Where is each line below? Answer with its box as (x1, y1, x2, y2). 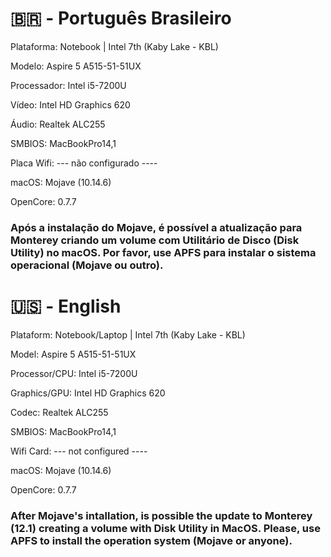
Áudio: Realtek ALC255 (10, 118, 106, 130)
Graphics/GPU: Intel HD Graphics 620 (10, 387, 166, 399)
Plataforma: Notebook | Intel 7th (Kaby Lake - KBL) (10, 40, 219, 52)
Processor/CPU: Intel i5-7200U (10, 367, 138, 379)
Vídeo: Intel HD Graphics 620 (10, 98, 131, 111)
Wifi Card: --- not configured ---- (10, 445, 148, 457)
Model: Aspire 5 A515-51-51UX (10, 348, 137, 360)
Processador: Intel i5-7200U (10, 79, 127, 91)
